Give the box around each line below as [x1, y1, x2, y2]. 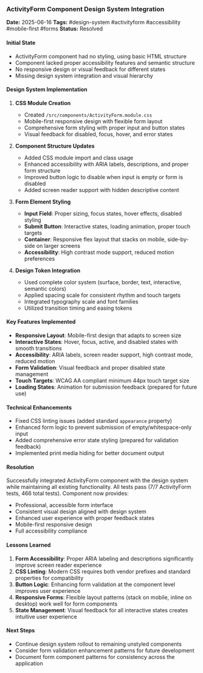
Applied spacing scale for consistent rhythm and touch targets [24, 291, 181, 299]
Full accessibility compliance [15, 527, 88, 535]
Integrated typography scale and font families [24, 298, 139, 305]
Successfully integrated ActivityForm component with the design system [6, 477, 188, 484]
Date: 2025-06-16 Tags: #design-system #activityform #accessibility [6, 19, 181, 26]
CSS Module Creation [15, 99, 71, 106]
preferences [24, 255, 55, 262]
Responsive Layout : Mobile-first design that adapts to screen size [15, 332, 182, 339]
